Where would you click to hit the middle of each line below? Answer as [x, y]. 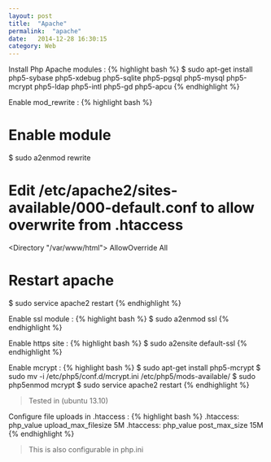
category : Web [33, 46]
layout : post [31, 16]
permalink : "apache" [45, 31]
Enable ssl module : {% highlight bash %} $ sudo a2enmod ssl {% [119, 319]
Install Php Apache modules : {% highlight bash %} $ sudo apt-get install [131, 69]
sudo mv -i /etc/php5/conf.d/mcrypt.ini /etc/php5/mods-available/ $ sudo [132, 376]
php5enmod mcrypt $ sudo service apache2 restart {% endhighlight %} [129, 385]
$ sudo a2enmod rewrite [50, 158]
